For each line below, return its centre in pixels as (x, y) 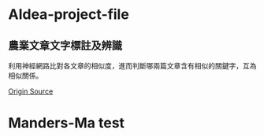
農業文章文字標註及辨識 (65, 45)
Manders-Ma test (66, 123)
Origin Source (31, 91)
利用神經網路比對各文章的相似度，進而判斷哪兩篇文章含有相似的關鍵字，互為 (132, 66)
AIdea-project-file (69, 15)
